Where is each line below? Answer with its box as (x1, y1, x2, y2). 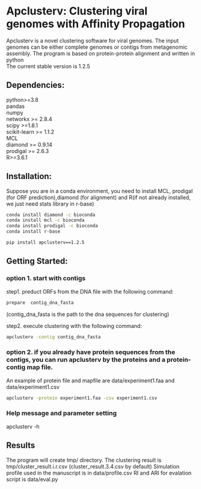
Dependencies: (6, 80, 65, 90)
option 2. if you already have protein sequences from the (6, 348, 176, 356)
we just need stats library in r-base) (6, 200, 94, 207)
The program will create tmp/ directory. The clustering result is (6, 456, 162, 464)
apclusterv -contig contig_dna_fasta (6, 333, 101, 340)
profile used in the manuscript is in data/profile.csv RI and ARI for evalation (6, 469, 192, 476)
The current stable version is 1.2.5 (6, 62, 90, 70)
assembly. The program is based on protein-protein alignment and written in (6, 49, 196, 57)
